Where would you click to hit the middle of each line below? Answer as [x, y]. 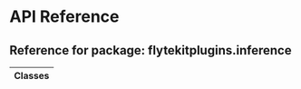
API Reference [64, 17]
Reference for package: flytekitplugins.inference [150, 50]
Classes [32, 76]
